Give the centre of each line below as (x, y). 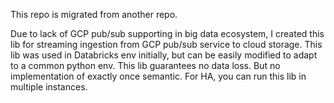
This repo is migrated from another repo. (94, 14)
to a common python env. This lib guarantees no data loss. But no (145, 65)
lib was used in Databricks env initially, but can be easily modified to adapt (164, 55)
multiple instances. (49, 87)
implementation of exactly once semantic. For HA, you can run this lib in (158, 76)
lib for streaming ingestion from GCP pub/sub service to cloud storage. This (166, 44)
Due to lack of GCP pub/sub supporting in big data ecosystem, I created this (167, 33)
